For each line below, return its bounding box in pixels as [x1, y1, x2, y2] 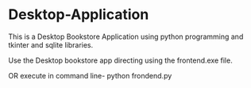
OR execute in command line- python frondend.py [8, 71, 172, 80]
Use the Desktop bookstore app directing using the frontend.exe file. [8, 55, 233, 65]
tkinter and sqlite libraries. [8, 40, 94, 49]
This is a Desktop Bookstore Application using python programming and [8, 32, 244, 41]
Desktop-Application [8, 6, 149, 24]
